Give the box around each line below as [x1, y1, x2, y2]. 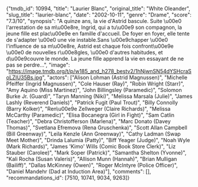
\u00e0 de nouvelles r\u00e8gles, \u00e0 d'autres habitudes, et [6, 49, 163, 55]
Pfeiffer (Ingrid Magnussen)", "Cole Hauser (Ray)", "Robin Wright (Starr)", [6, 80, 184, 87]
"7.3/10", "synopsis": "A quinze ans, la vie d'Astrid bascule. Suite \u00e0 [6, 18, 182, 24]
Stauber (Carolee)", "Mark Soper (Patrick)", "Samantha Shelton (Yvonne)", [6, 149, 187, 156]
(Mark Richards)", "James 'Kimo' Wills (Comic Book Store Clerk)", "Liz [6, 143, 176, 150]
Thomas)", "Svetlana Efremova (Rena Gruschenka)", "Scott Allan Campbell [6, 124, 187, 131]
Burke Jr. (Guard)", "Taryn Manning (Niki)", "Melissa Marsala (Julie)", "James [6, 93, 193, 100]
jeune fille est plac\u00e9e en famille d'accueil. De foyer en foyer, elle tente [6, 30, 190, 37]
